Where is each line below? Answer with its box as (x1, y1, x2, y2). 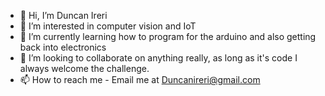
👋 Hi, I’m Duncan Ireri (19, 10, 108, 21)
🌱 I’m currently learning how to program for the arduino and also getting (19, 31, 317, 42)
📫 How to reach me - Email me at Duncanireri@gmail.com (19, 74, 261, 85)
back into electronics (19, 41, 107, 53)
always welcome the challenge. (19, 63, 150, 74)
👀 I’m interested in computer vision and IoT (19, 20, 197, 32)
